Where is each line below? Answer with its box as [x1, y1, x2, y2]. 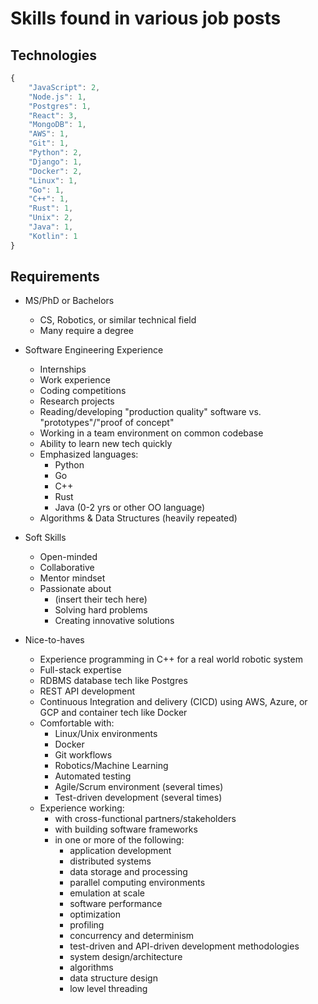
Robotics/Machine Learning [54, 760, 169, 772]
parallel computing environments [69, 877, 206, 889]
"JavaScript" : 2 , [28, 82, 101, 92]
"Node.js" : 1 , [28, 92, 87, 102]
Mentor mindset [39, 572, 106, 584]
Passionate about [39, 583, 112, 595]
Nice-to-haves [24, 634, 85, 646]
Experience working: [39, 802, 125, 814]
